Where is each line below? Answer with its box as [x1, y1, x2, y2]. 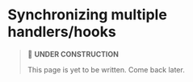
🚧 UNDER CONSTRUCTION [27, 49, 119, 59]
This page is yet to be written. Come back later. [27, 64, 185, 74]
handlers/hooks [7, 23, 116, 41]
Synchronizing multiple [7, 6, 167, 24]
